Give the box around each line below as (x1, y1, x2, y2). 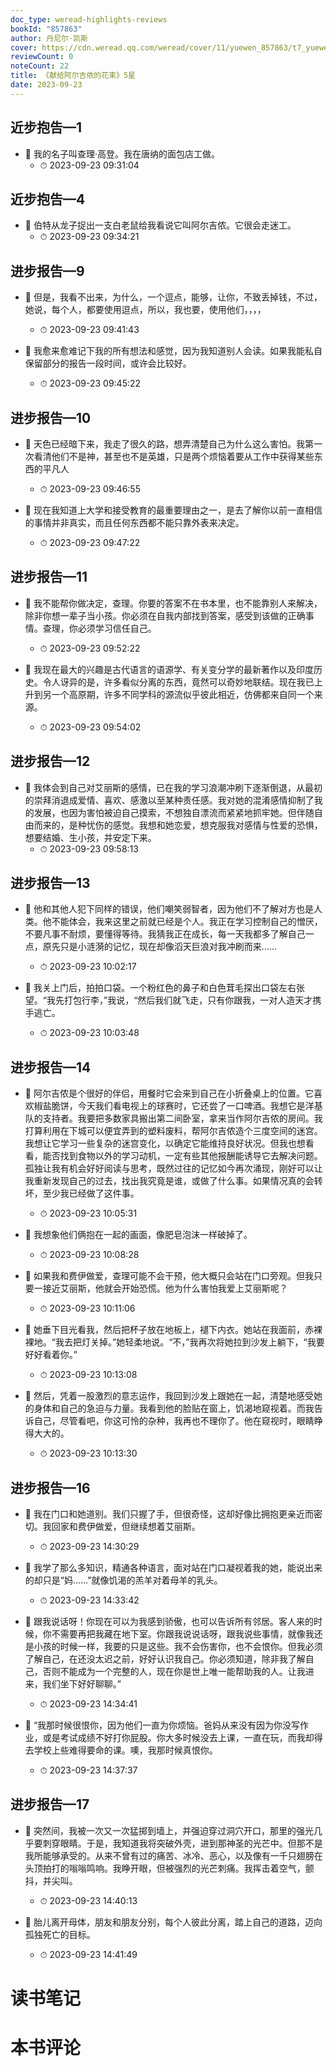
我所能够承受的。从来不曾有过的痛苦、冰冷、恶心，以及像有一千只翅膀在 (24, 1849, 323, 1861)
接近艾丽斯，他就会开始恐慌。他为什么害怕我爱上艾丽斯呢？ (42, 1282, 288, 1295)
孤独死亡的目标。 (24, 1928, 96, 1940)
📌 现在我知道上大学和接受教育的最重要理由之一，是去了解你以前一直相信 (24, 504, 323, 516)
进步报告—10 (10, 409, 92, 426)
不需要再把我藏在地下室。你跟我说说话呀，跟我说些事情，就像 (51, 1628, 306, 1640)
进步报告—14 (10, 1059, 92, 1076)
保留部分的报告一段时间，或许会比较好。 (24, 357, 192, 370)
